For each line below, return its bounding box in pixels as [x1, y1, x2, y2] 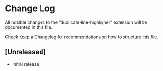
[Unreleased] [5, 48, 46, 56]
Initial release [12, 61, 39, 67]
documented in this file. [5, 24, 53, 30]
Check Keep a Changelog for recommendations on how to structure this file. [5, 34, 159, 40]
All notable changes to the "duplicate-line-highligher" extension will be [5, 19, 147, 25]
